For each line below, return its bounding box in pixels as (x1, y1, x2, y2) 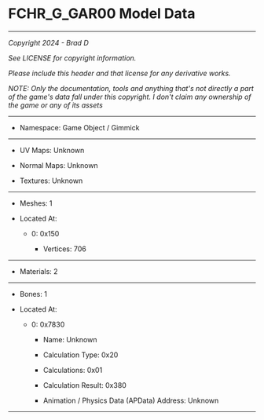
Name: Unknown (42, 334, 97, 344)
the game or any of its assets (8, 100, 104, 110)
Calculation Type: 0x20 (42, 350, 119, 360)
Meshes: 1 (19, 198, 53, 208)
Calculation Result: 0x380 (42, 380, 127, 389)
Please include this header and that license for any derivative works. (8, 68, 231, 78)
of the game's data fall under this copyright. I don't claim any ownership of (8, 92, 251, 101)
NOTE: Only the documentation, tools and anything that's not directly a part (8, 83, 254, 93)
